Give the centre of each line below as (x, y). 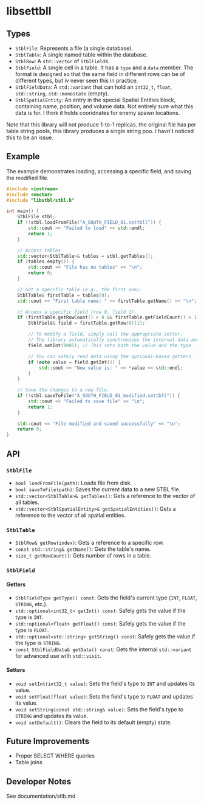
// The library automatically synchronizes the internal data (108, 340)
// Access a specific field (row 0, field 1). (77, 312)
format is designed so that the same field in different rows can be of (100, 74)
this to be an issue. (30, 137)
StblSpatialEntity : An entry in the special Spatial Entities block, (95, 100)
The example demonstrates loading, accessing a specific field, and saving (99, 171)
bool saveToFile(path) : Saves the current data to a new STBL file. (98, 489)
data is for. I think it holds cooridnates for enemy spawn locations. (97, 113)
